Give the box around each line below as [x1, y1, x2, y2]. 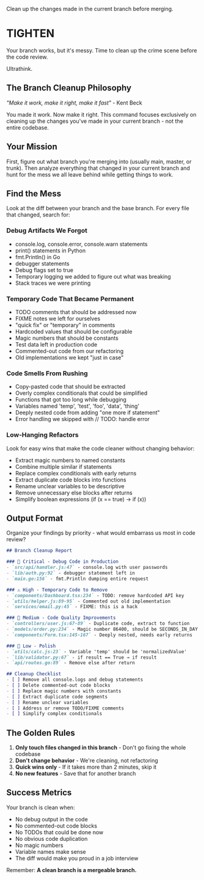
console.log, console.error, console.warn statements [15, 240, 148, 248]
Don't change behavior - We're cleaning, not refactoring [15, 757, 159, 765]
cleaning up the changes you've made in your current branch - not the [6, 117, 183, 125]
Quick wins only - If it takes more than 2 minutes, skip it [15, 763, 157, 771]
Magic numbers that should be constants [15, 334, 119, 342]
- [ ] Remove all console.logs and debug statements [6, 676, 144, 683]
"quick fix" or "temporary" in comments [15, 321, 115, 329]
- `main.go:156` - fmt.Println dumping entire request [6, 576, 149, 582]
